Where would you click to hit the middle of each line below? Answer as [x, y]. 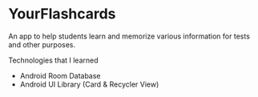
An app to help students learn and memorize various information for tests [129, 36]
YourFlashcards [62, 14]
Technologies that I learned [53, 60]
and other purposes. [42, 44]
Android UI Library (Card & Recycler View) [89, 84]
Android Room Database [60, 75]
